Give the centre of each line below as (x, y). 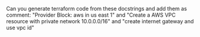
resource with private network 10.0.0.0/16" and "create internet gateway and (100, 21)
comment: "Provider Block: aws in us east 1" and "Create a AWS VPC (91, 15)
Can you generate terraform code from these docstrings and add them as (96, 9)
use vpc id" (20, 27)
